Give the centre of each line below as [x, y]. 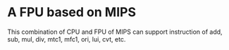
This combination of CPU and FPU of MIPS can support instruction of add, [115, 32]
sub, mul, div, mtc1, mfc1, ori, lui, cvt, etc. [67, 39]
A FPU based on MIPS [72, 12]
